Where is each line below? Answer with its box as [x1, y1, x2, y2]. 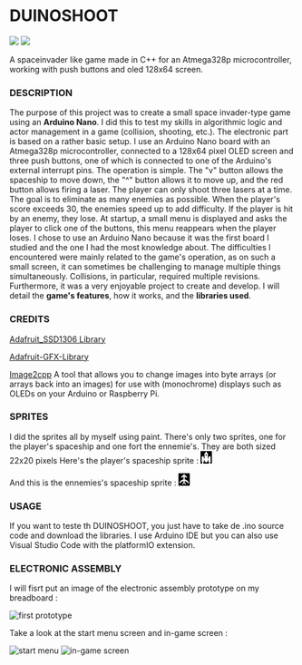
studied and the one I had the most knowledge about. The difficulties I [9, 242, 271, 253]
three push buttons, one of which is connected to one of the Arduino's [9, 155, 272, 166]
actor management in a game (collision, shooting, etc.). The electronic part [9, 126, 288, 137]
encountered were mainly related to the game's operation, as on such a [9, 251, 277, 263]
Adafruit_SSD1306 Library [9, 333, 106, 345]
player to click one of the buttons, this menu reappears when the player [9, 223, 277, 234]
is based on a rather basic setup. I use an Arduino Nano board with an [9, 136, 270, 147]
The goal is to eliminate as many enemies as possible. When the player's [9, 194, 281, 205]
